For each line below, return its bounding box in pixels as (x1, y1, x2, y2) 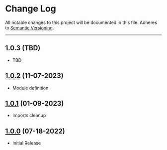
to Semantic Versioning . (5, 24, 54, 30)
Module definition (12, 85, 49, 91)
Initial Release (12, 140, 41, 146)
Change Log (5, 3, 56, 14)
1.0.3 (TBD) (5, 44, 41, 52)
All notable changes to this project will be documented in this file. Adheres (5, 19, 158, 25)
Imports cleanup (12, 113, 46, 119)
